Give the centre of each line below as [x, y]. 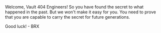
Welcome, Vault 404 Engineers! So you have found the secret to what [74, 7]
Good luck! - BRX [22, 26]
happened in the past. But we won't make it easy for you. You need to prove [80, 12]
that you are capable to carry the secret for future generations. [68, 17]
